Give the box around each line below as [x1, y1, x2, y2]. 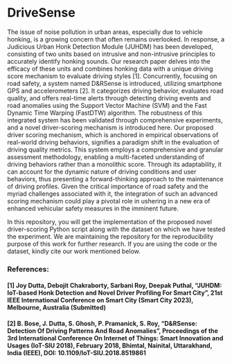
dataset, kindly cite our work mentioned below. [7, 247, 141, 255]
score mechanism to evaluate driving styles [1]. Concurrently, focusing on [7, 71, 217, 80]
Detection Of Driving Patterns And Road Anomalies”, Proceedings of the [7, 327, 218, 335]
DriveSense [7, 5, 76, 21]
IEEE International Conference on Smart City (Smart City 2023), [7, 296, 194, 304]
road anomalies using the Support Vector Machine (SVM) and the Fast [7, 101, 207, 109]
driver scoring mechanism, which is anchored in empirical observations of [7, 130, 219, 139]
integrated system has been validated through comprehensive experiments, [7, 116, 223, 124]
